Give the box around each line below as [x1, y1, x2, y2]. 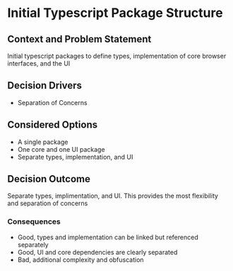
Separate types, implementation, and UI [17, 152, 133, 161]
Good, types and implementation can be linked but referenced [17, 233, 199, 241]
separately [17, 240, 49, 248]
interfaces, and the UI [7, 59, 71, 68]
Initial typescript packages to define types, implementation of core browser [7, 52, 227, 60]
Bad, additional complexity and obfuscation [17, 255, 144, 264]
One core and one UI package [17, 145, 105, 153]
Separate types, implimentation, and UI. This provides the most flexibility [7, 192, 219, 200]
